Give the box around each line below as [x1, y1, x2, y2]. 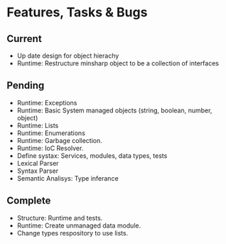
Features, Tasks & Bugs [6, 4, 148, 21]
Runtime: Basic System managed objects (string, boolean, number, [16, 106, 212, 115]
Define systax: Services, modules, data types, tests [16, 151, 168, 160]
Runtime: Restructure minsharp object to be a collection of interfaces [16, 59, 220, 68]
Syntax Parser [16, 166, 58, 175]
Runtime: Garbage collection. [16, 136, 102, 144]
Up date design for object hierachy [16, 51, 119, 60]
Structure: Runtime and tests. [16, 213, 103, 222]
